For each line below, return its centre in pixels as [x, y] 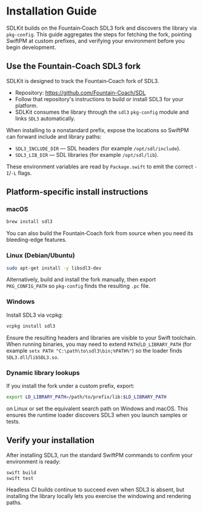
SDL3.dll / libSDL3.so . [32, 357]
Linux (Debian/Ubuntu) [41, 256]
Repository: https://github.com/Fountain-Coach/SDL [80, 93]
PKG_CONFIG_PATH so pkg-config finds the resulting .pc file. [78, 286]
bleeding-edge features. [37, 240]
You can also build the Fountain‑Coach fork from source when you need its [100, 233]
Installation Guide [52, 11]
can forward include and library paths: [54, 136]
